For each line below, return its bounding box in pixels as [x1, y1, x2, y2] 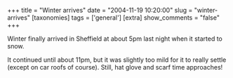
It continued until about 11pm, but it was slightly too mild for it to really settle [7, 56, 227, 64]
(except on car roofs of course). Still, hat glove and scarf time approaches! [7, 63, 223, 71]
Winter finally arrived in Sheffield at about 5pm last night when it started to [7, 34, 222, 43]
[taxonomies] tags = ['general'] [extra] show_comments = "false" [31, 13, 220, 22]
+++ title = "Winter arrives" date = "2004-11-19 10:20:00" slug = [7, 6, 193, 14]
